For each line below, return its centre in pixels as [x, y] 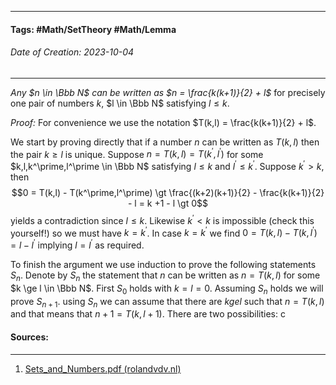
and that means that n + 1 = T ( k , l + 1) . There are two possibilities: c [148, 314]
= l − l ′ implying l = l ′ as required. [77, 244]
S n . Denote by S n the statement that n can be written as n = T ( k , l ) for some [165, 276]
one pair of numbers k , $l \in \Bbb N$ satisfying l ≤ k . [120, 103]
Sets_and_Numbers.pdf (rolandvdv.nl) [103, 368]
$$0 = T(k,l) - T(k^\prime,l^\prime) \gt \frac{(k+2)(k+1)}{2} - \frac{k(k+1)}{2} [168, 193]
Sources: [29, 337]
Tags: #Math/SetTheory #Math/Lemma [93, 29]
